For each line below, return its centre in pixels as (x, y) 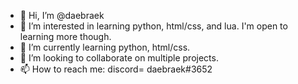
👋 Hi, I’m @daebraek (62, 15)
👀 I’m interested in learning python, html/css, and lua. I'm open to (153, 26)
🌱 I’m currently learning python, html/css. (105, 47)
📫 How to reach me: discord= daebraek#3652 (116, 69)
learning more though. (65, 36)
